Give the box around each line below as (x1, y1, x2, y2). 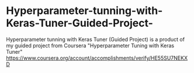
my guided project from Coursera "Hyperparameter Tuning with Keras (6, 42, 174, 49)
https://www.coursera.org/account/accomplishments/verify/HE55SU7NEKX (6, 54, 188, 61)
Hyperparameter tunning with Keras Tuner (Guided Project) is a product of (6, 36, 185, 43)
